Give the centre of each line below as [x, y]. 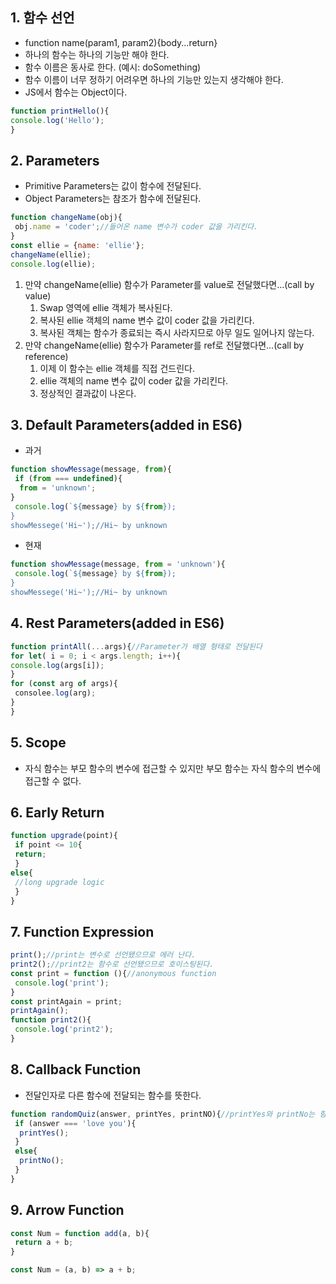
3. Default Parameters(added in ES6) [126, 424]
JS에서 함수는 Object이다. [76, 92]
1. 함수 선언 [42, 18]
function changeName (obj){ [66, 218]
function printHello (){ [60, 111]
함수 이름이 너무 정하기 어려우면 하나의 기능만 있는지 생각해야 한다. [154, 79]
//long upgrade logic [59, 882]
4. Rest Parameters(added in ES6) [117, 623]
